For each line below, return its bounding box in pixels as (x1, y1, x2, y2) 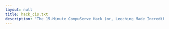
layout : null (5, 7, 33, 12)
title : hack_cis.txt (5, 12, 49, 17)
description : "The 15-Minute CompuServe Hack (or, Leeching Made (5, 16, 145, 21)
